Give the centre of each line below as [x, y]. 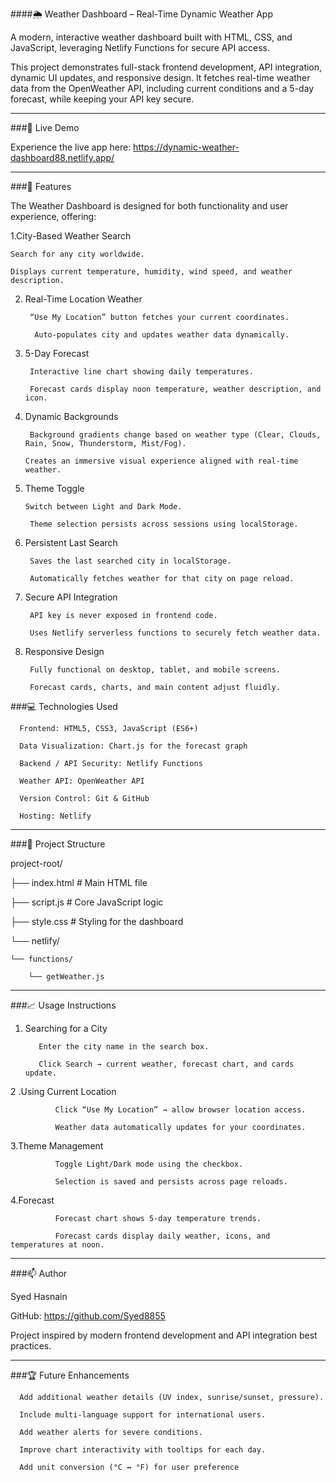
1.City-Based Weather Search [71, 236]
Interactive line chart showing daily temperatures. [141, 372]
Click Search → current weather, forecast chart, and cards [166, 1064]
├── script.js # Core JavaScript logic [87, 902]
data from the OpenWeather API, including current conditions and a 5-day [162, 88]
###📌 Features [41, 186]
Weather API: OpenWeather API [82, 781]
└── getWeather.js [66, 977]
